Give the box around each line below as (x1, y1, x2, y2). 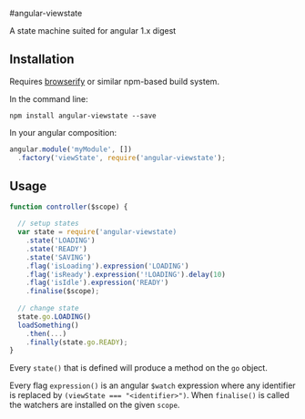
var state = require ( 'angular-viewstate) (17, 228, 178, 237)
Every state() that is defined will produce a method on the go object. (9, 363, 269, 373)
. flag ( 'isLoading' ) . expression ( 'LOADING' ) (25, 261, 189, 271)
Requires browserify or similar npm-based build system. (9, 76, 220, 87)
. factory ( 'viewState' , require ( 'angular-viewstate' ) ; (17, 153, 226, 162)
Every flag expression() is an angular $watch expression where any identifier (9, 380, 296, 391)
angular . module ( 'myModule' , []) (9, 145, 132, 154)
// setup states (17, 219, 79, 229)
